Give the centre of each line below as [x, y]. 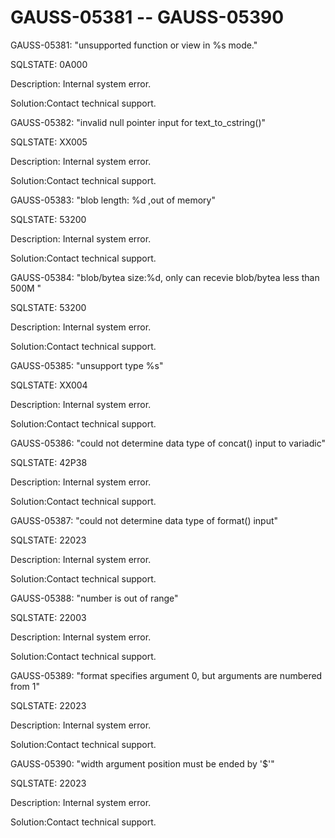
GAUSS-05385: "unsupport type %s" [87, 365]
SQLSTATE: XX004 [49, 385]
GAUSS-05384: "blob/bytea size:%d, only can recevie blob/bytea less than [165, 277]
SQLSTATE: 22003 [48, 617]
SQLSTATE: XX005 [49, 142]
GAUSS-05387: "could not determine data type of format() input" [144, 520]
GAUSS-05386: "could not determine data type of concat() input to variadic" [168, 443]
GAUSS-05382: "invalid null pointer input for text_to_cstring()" [138, 122]
